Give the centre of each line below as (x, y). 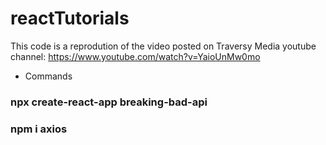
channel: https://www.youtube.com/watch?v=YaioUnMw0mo (135, 56)
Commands (48, 76)
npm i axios (39, 129)
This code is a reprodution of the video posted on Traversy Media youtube (163, 46)
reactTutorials (70, 18)
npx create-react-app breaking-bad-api (109, 102)
